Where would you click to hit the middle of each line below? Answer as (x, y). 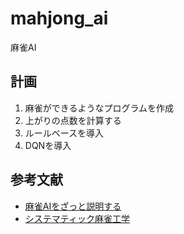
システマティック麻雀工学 (77, 218)
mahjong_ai (59, 18)
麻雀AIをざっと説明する (73, 206)
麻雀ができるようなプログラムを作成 (99, 108)
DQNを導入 (48, 145)
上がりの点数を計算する (73, 120)
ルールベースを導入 (64, 133)
